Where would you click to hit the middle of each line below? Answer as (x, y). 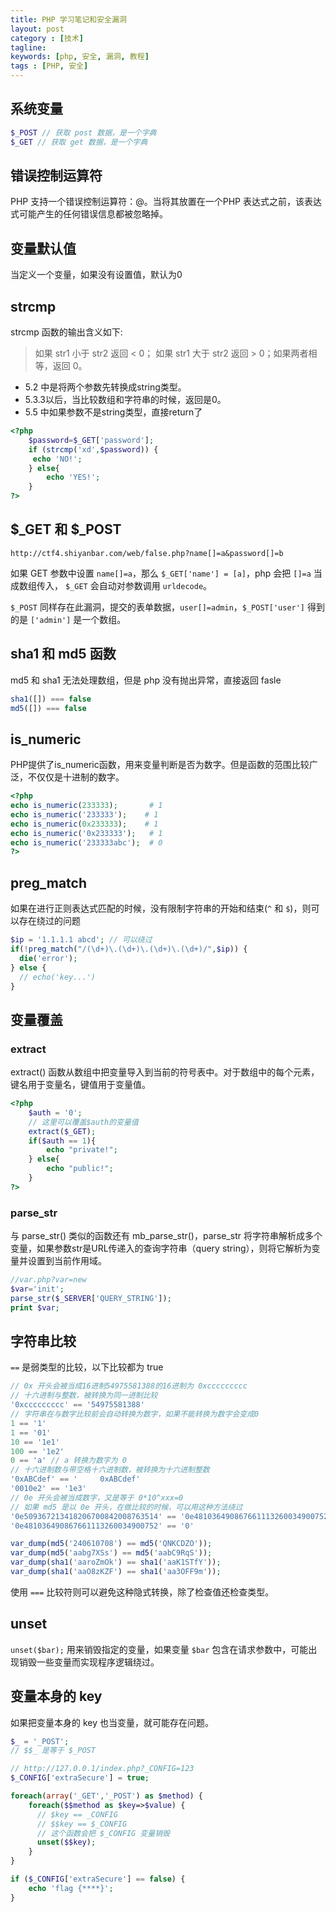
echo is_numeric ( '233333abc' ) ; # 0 (86, 842)
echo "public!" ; (80, 1169)
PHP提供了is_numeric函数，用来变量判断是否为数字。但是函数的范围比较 (160, 765)
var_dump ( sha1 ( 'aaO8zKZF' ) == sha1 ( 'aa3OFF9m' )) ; (116, 1572)
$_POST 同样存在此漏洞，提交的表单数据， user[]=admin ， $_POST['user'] (158, 607)
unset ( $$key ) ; (66, 1842)
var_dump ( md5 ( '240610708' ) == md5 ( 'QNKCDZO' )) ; (111, 1544)
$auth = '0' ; (55, 1112)
